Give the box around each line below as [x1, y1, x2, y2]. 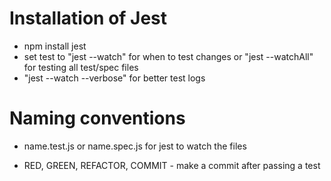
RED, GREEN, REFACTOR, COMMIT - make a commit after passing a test [23, 159, 321, 171]
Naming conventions [9, 107, 186, 130]
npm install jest [23, 40, 87, 52]
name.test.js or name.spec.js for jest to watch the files [23, 140, 247, 152]
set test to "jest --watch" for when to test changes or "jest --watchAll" [23, 50, 314, 62]
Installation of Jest [9, 7, 168, 30]
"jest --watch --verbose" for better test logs [23, 72, 206, 84]
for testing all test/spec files [23, 61, 139, 73]
